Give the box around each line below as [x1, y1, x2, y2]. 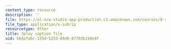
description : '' [5, 12, 40, 17]
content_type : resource [5, 7, 56, 13]
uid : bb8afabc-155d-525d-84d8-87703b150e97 [5, 36, 99, 41]
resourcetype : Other [5, 27, 49, 32]
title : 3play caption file [5, 31, 63, 36]
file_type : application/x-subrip [5, 21, 76, 27]
